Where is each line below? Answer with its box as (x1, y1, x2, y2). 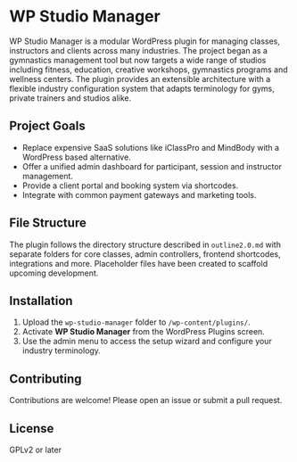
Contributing (9, 371, 82, 386)
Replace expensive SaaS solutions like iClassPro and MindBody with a (21, 142, 279, 153)
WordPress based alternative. (21, 152, 131, 162)
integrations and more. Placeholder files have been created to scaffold (9, 258, 268, 268)
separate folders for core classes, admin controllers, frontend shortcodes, (9, 248, 281, 260)
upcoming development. (9, 268, 99, 278)
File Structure (9, 216, 87, 231)
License (9, 421, 54, 436)
